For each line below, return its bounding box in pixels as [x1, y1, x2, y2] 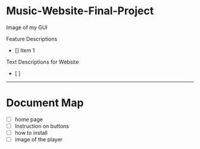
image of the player [14, 136, 63, 143]
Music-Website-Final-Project [6, 4, 154, 18]
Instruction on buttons [14, 122, 70, 129]
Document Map [6, 96, 84, 110]
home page [14, 116, 43, 123]
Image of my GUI [6, 24, 48, 31]
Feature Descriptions [6, 35, 58, 42]
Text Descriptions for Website [6, 58, 79, 65]
